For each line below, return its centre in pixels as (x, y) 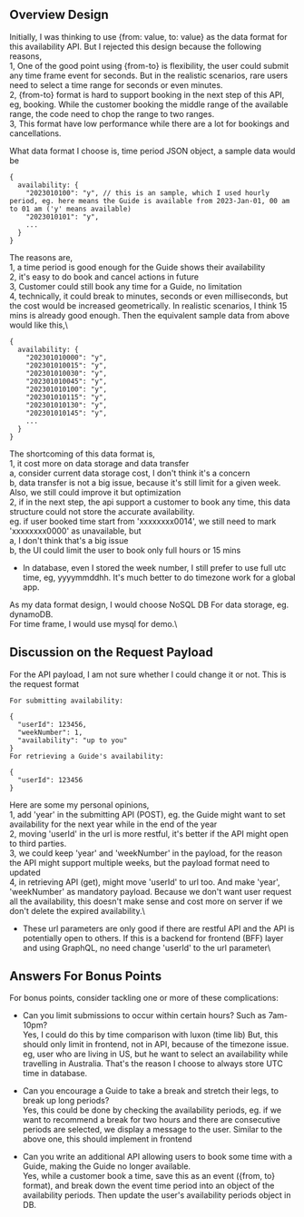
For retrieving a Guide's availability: (87, 756)
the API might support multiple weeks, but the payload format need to (140, 862)
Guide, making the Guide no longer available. (107, 1166)
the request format (44, 683)
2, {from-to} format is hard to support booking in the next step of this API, (147, 94)
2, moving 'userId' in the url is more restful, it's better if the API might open (149, 833)
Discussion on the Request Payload (111, 653)
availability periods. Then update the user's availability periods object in (157, 1195)
